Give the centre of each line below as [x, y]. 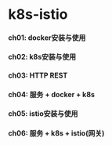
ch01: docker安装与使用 [47, 38]
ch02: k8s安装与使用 [42, 57]
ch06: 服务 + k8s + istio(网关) [56, 133]
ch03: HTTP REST [38, 75]
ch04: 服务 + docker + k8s [52, 94]
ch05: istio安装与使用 [43, 114]
